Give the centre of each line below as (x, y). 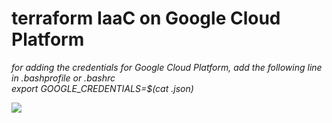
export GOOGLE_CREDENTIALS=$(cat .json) (102, 88)
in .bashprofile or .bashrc (63, 78)
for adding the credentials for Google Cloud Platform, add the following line (167, 67)
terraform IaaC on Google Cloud (146, 18)
